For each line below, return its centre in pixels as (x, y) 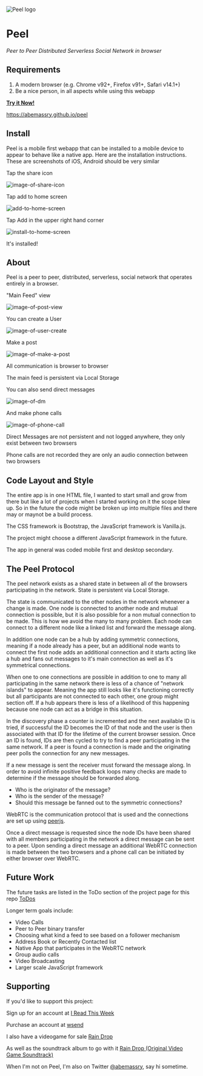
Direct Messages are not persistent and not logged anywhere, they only (96, 437)
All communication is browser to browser (58, 366)
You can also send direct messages (51, 389)
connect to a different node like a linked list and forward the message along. (101, 628)
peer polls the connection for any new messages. (68, 753)
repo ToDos (21, 899)
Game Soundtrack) (30, 1055)
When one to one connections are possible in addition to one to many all (96, 677)
